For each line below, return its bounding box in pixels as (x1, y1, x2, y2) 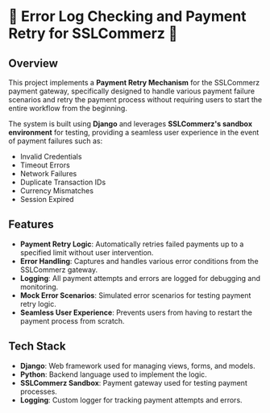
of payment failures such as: (8, 136, 103, 146)
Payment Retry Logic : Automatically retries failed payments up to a (19, 239, 244, 249)
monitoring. (19, 282, 59, 291)
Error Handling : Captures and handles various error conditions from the (19, 256, 260, 266)
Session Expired (19, 195, 74, 204)
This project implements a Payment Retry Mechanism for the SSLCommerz (8, 78, 260, 87)
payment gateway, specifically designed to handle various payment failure (8, 86, 255, 96)
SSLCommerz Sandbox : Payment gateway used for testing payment (19, 378, 247, 387)
